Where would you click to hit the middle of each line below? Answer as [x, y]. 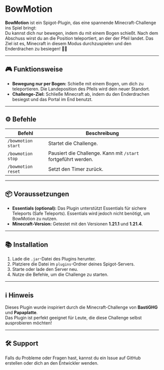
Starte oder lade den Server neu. [45, 269]
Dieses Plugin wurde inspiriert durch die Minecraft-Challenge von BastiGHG [82, 307]
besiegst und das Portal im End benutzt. [52, 99]
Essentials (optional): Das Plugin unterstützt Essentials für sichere [79, 208]
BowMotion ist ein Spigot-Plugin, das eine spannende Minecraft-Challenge [81, 23]
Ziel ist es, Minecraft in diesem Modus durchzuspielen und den [68, 43]
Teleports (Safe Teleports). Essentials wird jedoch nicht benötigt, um [81, 213]
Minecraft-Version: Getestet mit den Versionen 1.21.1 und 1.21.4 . [77, 224]
